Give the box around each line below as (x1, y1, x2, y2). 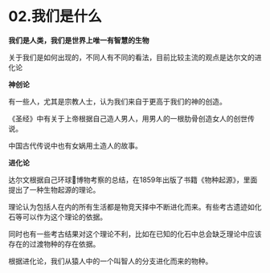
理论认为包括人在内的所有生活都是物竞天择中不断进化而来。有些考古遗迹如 (8, 202, 255, 211)
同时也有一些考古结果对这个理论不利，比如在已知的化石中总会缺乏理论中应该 (8, 229, 262, 238)
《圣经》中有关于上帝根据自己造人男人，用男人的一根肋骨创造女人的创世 (8, 113, 247, 123)
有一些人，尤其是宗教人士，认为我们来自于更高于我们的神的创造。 (8, 96, 227, 106)
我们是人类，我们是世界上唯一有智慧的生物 (8, 35, 149, 45)
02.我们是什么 (8, 7, 102, 26)
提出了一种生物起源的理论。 (8, 185, 100, 194)
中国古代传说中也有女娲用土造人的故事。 (8, 141, 142, 150)
